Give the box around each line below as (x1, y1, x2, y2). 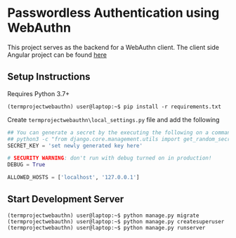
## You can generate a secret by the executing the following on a (7, 128, 209, 136)
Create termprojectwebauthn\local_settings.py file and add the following (7, 115, 220, 124)
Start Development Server (7, 193, 124, 205)
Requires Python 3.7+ (7, 89, 70, 98)
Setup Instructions (7, 71, 91, 83)
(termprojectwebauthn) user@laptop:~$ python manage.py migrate (7, 212, 199, 219)
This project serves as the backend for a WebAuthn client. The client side (7, 43, 220, 51)
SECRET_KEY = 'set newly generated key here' (7, 142, 143, 149)
